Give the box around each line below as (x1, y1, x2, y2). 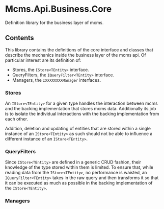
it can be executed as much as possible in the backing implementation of (5, 180, 153, 186)
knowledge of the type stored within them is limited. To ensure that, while (5, 164, 154, 170)
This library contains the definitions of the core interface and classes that (5, 46, 154, 52)
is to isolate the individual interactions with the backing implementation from (5, 111, 160, 117)
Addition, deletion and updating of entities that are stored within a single (5, 126, 151, 132)
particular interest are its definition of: (5, 57, 82, 63)
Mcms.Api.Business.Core (5, 3, 112, 15)
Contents (5, 34, 34, 42)
